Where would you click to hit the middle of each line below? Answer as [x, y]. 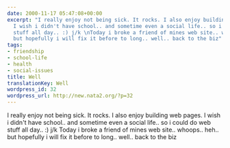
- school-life [27, 58]
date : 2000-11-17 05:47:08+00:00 [55, 13]
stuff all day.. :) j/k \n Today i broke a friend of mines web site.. [116, 32]
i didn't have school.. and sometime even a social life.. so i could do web [109, 122]
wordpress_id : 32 [32, 89]
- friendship [26, 52]
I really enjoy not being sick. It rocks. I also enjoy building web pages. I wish [114, 115]
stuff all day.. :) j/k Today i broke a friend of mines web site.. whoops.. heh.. [113, 130]
